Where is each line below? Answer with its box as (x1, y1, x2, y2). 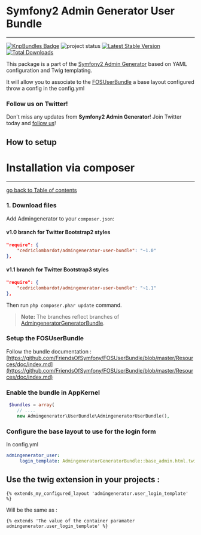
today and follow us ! (6, 120, 56, 127)
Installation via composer (6, 161, 135, 174)
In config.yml (6, 441, 39, 448)
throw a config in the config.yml (6, 84, 85, 92)
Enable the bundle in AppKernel (6, 388, 100, 397)
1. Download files (6, 201, 57, 210)
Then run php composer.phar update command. (6, 301, 122, 309)
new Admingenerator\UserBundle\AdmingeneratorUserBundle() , (17, 413, 170, 419)
